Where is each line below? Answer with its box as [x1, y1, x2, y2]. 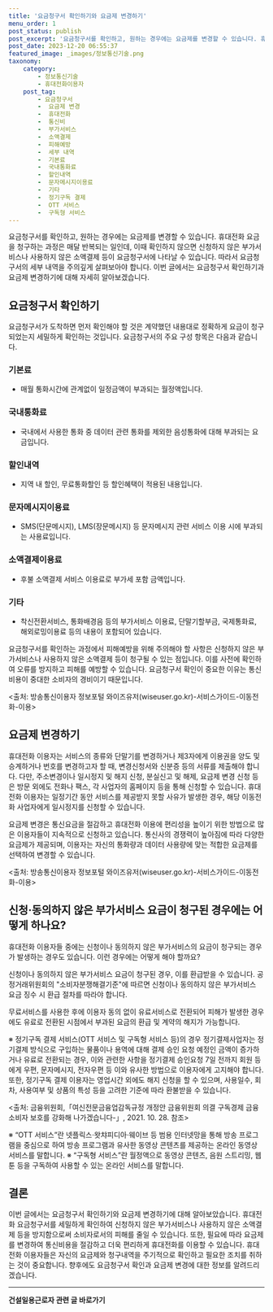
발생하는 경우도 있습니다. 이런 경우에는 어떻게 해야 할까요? [16, 952, 201, 961]
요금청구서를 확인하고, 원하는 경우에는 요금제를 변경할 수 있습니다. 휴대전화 [8, 232, 245, 242]
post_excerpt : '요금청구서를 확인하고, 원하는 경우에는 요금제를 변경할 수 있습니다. [8, 34, 258, 43]
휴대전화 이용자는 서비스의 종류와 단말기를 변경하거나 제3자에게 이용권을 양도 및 [8, 751, 260, 761]
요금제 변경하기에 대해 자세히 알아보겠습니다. [8, 272, 150, 282]
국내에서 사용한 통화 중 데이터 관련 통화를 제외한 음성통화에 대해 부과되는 [19, 426, 250, 436]
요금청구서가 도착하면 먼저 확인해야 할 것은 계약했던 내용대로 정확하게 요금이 [8, 322, 249, 332]
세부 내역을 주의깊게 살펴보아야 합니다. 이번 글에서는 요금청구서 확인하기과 [29, 262, 265, 272]
